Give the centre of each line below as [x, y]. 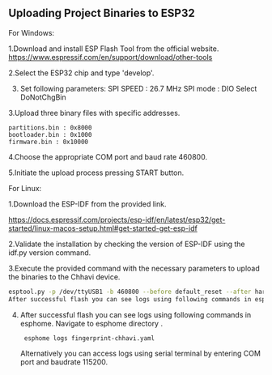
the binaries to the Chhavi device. [64, 277]
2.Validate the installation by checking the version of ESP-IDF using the [127, 244]
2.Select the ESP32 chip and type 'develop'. [81, 73]
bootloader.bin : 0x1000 [50, 134]
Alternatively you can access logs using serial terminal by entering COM [140, 354]
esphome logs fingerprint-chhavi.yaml [89, 338]
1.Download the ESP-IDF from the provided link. [87, 204]
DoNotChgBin [43, 97]
